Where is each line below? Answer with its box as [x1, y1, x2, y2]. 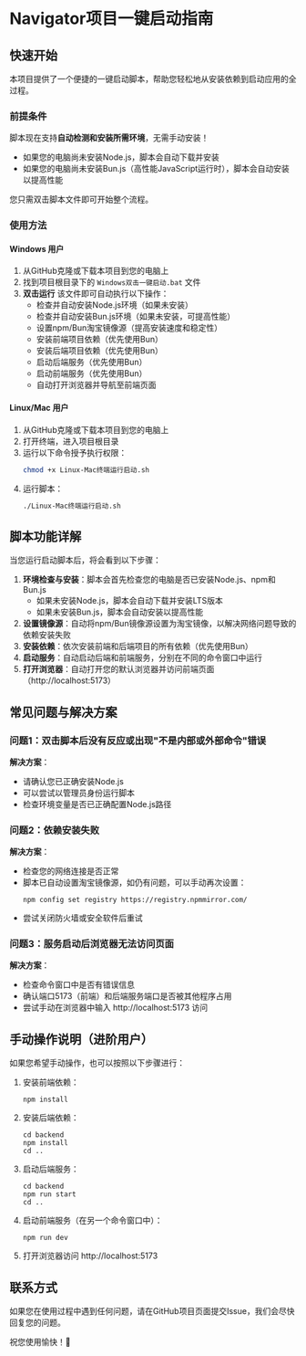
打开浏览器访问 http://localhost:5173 [22, 1250, 158, 1261]
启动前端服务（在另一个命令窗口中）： [22, 1215, 163, 1226]
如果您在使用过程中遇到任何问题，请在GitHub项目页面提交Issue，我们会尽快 [9, 1306, 295, 1317]
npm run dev [22, 1234, 68, 1243]
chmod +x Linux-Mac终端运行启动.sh [22, 465, 150, 475]
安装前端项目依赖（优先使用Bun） [36, 334, 164, 345]
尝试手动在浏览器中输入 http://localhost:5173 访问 [22, 1002, 208, 1014]
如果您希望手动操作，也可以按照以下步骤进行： [9, 1057, 185, 1068]
